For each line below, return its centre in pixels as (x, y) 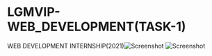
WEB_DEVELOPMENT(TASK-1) (97, 27)
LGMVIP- (34, 12)
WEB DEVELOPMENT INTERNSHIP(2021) (66, 46)
